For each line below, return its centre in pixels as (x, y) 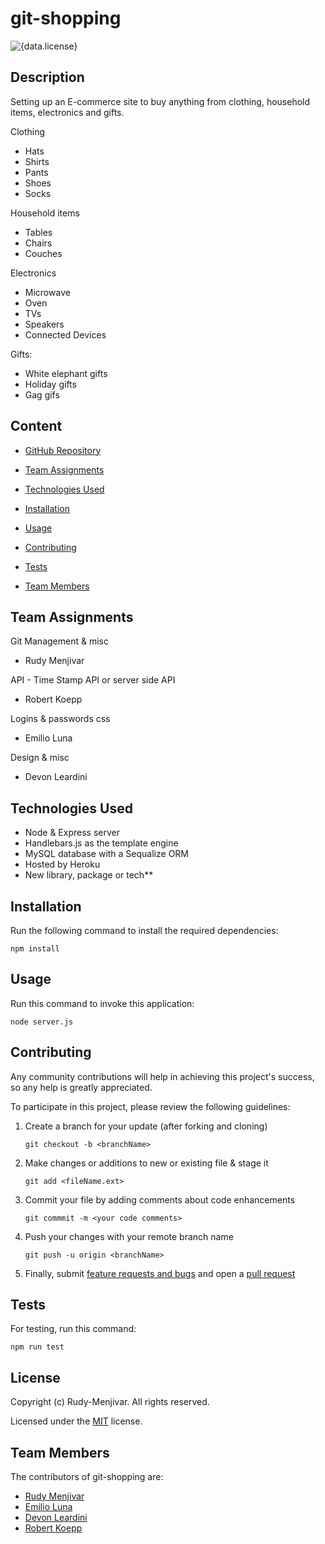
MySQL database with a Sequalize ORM (106, 854)
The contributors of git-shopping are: (87, 1477)
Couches (43, 253)
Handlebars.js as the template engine (101, 843)
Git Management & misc (59, 641)
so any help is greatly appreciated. (81, 1087)
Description (47, 77)
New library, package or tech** (89, 875)
